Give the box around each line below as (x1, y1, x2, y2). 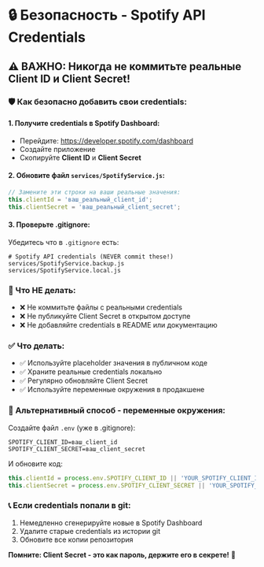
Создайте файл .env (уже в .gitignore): (8, 423, 136, 432)
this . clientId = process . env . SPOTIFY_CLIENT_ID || (8, 474, 178, 482)
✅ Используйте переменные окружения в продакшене (19, 385, 205, 395)
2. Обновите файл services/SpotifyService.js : (8, 171, 165, 180)
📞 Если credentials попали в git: (8, 500, 131, 511)
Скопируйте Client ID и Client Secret (19, 153, 141, 162)
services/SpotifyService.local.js (8, 266, 122, 274)
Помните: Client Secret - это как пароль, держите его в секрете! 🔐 (8, 550, 236, 559)
